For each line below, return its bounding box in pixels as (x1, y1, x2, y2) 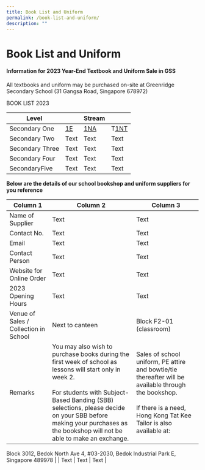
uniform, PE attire (136, 357, 186, 366)
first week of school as (51, 357, 117, 366)
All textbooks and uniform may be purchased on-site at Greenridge (6, 81, 175, 88)
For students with (51, 388, 102, 396)
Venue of (9, 309, 35, 317)
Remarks (9, 388, 35, 396)
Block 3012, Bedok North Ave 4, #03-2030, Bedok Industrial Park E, (6, 450, 176, 457)
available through (136, 381, 186, 389)
